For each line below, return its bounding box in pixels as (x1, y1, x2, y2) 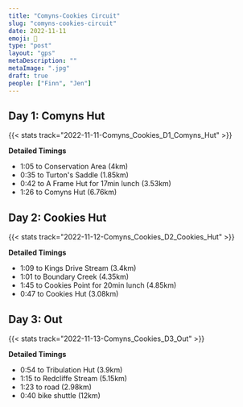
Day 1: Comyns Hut (8, 109, 105, 123)
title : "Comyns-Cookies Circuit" (8, 11, 121, 20)
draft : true (8, 72, 48, 80)
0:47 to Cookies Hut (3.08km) (19, 289, 119, 299)
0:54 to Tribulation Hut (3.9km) (19, 364, 123, 375)
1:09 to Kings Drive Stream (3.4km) (19, 264, 137, 273)
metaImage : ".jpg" (8, 64, 70, 73)
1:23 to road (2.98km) (19, 382, 93, 392)
